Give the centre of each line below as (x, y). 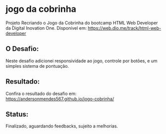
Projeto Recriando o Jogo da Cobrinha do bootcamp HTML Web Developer (82, 23)
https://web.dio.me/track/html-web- (124, 28)
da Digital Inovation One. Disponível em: (46, 28)
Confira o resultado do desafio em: (41, 93)
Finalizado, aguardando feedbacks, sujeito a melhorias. (62, 126)
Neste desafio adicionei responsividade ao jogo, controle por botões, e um (82, 61)
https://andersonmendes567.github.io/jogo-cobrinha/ (60, 99)
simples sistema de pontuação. (37, 66)
